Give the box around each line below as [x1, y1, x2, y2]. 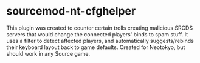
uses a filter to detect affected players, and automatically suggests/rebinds [6, 37, 195, 44]
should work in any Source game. [6, 50, 90, 57]
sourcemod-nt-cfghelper [6, 4, 136, 18]
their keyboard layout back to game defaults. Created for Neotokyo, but [6, 44, 185, 51]
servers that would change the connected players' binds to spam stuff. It [6, 30, 188, 38]
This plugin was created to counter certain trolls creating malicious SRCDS [6, 24, 193, 31]
